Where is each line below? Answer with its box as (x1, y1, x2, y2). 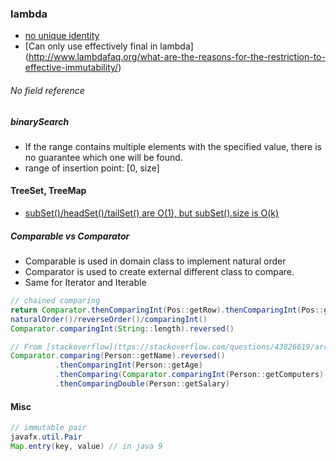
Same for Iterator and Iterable (24, 277, 147, 289)
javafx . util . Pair (10, 432, 83, 442)
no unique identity (24, 30, 100, 42)
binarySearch (10, 115, 70, 127)
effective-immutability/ (24, 62, 119, 74)
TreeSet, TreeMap (10, 185, 87, 197)
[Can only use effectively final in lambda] (24, 40, 194, 52)
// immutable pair (10, 423, 87, 433)
